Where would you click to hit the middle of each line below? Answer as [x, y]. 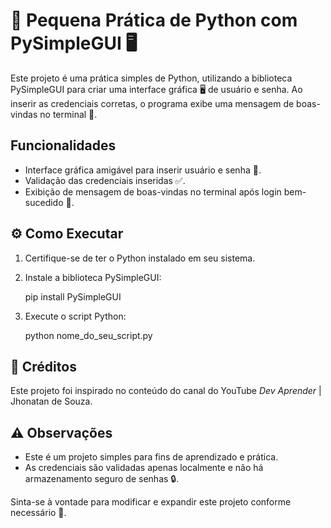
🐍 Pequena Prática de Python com [154, 20]
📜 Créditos [43, 366]
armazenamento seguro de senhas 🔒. [102, 479]
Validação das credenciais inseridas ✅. [105, 180]
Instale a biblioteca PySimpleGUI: [93, 277]
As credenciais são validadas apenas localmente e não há [144, 468]
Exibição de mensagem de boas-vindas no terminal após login [153, 191]
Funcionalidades [63, 145]
